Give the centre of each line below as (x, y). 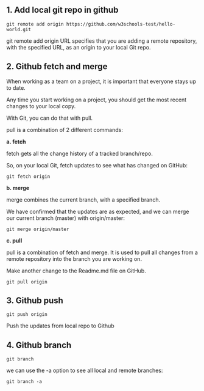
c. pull (14, 240)
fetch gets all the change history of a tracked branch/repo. (80, 153)
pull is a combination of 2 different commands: (65, 130)
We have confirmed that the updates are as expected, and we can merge (98, 211)
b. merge (18, 188)
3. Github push (35, 301)
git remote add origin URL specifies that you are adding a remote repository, (102, 41)
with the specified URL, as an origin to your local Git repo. (79, 47)
